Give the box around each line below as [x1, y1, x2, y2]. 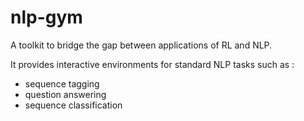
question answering [24, 88, 107, 100]
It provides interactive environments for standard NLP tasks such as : [10, 58, 295, 70]
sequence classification [24, 99, 123, 111]
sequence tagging [24, 77, 100, 90]
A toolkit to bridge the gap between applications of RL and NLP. [10, 39, 273, 51]
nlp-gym [10, 6, 83, 29]
